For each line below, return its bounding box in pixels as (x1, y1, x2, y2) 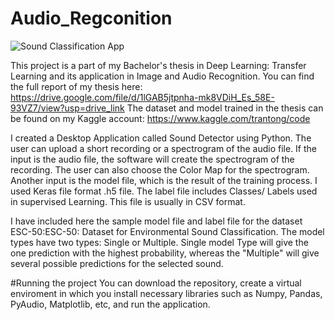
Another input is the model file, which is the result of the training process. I (10, 174, 318, 186)
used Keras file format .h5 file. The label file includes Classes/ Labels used (10, 185, 318, 197)
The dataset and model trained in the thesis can (126, 102, 324, 114)
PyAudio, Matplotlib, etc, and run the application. (10, 298, 211, 310)
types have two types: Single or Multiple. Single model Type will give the (10, 236, 309, 248)
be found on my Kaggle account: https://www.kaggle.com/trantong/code (10, 112, 311, 124)
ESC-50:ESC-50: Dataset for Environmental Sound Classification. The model (10, 225, 325, 237)
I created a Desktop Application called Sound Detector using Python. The (10, 132, 312, 144)
